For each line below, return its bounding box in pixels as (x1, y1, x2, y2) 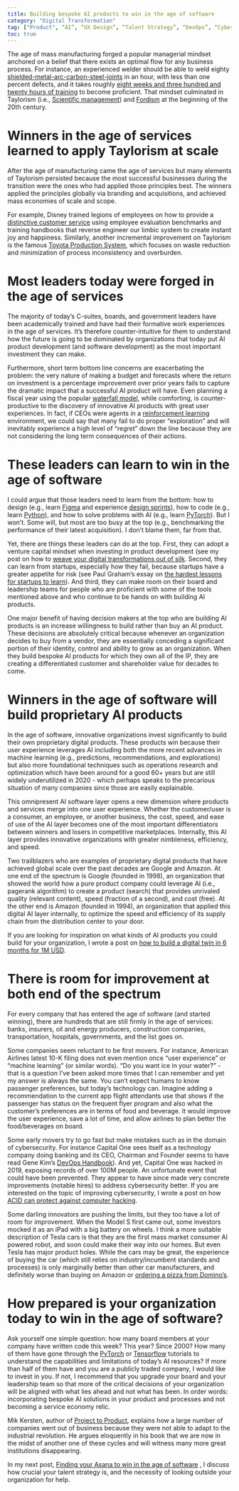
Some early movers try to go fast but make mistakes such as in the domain (7, 1136, 226, 1144)
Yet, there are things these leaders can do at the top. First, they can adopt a (7, 539, 229, 549)
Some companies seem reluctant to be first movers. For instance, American (7, 1046, 229, 1054)
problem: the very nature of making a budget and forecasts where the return (7, 371, 231, 380)
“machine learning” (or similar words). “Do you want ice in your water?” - (7, 1061, 221, 1069)
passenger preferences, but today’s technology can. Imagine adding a (7, 1084, 213, 1092)
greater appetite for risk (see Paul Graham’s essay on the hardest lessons (7, 570, 223, 578)
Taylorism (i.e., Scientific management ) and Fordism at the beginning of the (7, 95, 228, 104)
